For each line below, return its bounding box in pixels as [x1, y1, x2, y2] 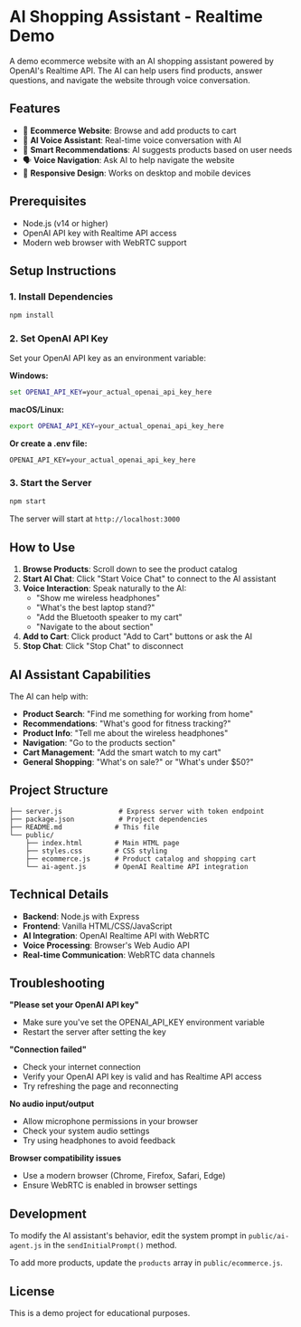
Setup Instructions [9, 263, 117, 278]
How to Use [9, 539, 76, 555]
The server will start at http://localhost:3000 [9, 513, 181, 524]
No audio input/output [9, 1098, 95, 1110]
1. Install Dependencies [9, 290, 114, 302]
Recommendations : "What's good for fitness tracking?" [22, 718, 232, 729]
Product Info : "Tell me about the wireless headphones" [22, 727, 229, 739]
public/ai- [248, 1232, 289, 1241]
